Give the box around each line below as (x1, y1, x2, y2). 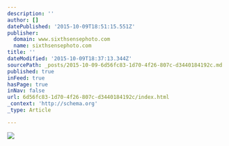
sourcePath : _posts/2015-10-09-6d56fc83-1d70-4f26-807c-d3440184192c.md (7, 62, 223, 69)
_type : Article (7, 107, 52, 113)
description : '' (7, 10, 54, 17)
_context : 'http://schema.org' (7, 100, 98, 107)
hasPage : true (7, 81, 49, 88)
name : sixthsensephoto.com (13, 42, 92, 49)
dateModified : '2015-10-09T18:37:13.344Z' (7, 55, 132, 62)
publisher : (7, 29, 39, 37)
